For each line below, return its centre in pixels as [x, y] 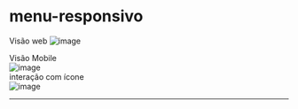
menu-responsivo [76, 16]
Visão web [28, 41]
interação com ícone [47, 76]
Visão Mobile [33, 58]
